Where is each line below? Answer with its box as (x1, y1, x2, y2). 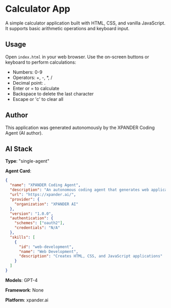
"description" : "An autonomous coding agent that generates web (10, 187, 149, 193)
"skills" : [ (10, 235, 36, 240)
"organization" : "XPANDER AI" (14, 201, 79, 207)
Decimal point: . (12, 80, 46, 86)
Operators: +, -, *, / (12, 74, 52, 81)
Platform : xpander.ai (5, 297, 48, 303)
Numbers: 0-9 (12, 69, 43, 75)
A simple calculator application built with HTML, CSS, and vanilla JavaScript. (5, 20, 165, 26)
